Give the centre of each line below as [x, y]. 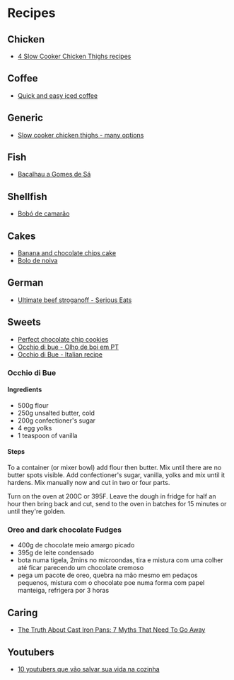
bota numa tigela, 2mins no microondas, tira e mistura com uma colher [121, 560]
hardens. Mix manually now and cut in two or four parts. [89, 483]
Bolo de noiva [37, 261]
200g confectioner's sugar [57, 420]
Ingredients [25, 390]
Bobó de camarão [43, 213]
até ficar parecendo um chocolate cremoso [81, 568]
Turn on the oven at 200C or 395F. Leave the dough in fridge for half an [112, 496]
